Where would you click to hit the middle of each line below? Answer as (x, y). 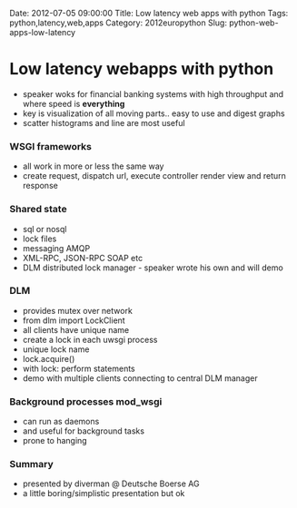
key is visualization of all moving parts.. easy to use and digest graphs (153, 113)
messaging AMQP (56, 248)
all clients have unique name (76, 329)
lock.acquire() (49, 358)
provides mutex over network (78, 310)
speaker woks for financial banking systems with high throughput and (153, 93)
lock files (40, 239)
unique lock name (56, 349)
